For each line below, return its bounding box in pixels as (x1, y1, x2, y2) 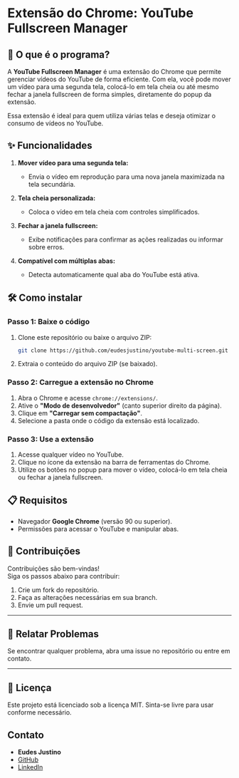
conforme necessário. (7, 708, 73, 717)
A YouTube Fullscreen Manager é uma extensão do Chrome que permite (7, 68, 222, 76)
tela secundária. (28, 180, 76, 188)
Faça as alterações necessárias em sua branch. (17, 593, 158, 601)
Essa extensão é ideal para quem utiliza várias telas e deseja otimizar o (7, 112, 216, 120)
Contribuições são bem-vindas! (7, 564, 100, 573)
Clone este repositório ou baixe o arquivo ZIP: (17, 333, 152, 341)
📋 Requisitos (7, 494, 68, 507)
